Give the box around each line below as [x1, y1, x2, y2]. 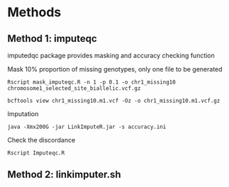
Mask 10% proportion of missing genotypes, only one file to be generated [7, 65, 223, 73]
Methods [7, 4, 62, 21]
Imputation [7, 110, 39, 118]
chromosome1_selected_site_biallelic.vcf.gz [7, 85, 141, 92]
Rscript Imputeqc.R [7, 149, 65, 157]
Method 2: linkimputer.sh [7, 169, 122, 181]
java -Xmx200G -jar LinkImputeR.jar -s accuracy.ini [7, 123, 167, 130]
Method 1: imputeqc [7, 33, 97, 45]
